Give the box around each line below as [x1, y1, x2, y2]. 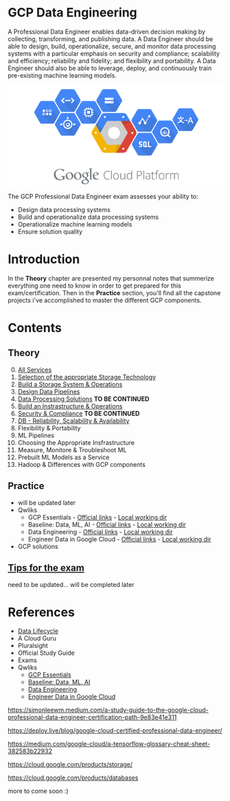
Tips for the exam [8, 562, 84, 574]
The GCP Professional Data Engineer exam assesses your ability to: [8, 192, 198, 200]
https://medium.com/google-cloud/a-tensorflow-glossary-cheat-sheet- [8, 740, 211, 748]
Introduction [8, 252, 80, 267]
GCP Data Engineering [8, 5, 137, 21]
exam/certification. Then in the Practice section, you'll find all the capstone [8, 288, 221, 297]
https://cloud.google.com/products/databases [8, 774, 139, 782]
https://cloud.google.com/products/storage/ [8, 761, 133, 769]
